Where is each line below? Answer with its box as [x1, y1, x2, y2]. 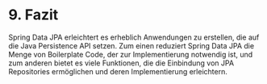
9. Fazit [8, 6, 59, 24]
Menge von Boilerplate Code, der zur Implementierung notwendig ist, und [8, 49, 253, 59]
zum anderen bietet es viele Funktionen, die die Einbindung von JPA [8, 58, 235, 68]
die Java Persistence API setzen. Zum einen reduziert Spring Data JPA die [8, 40, 255, 50]
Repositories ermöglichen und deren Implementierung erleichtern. [8, 66, 227, 76]
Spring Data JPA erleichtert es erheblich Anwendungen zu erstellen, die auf [8, 32, 260, 42]
